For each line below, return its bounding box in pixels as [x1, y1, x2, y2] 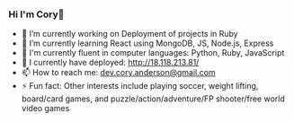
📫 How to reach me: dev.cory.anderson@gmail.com [21, 67, 217, 78]
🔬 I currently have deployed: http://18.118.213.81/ [21, 57, 200, 68]
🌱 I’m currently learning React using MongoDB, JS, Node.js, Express [21, 38, 274, 48]
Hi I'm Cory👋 [8, 8, 65, 21]
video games [21, 103, 70, 114]
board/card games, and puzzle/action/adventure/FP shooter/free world [21, 93, 285, 104]
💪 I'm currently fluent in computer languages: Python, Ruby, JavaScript [21, 48, 285, 58]
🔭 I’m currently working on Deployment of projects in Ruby [21, 29, 239, 39]
